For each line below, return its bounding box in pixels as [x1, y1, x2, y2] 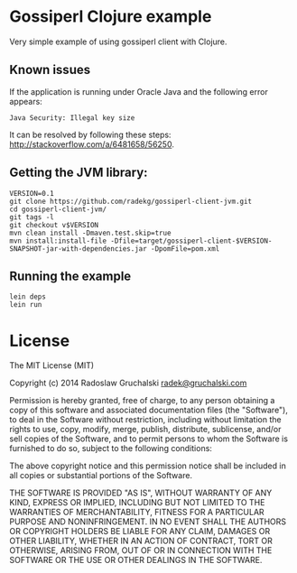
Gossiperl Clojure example [9, 6, 212, 27]
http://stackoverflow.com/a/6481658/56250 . [9, 138, 174, 150]
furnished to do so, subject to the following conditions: [9, 443, 212, 454]
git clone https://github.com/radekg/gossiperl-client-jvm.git [9, 197, 253, 206]
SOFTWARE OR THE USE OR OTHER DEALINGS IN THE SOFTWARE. [9, 555, 263, 566]
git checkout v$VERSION [9, 220, 99, 229]
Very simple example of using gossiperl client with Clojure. [9, 36, 227, 47]
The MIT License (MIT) [9, 360, 95, 371]
